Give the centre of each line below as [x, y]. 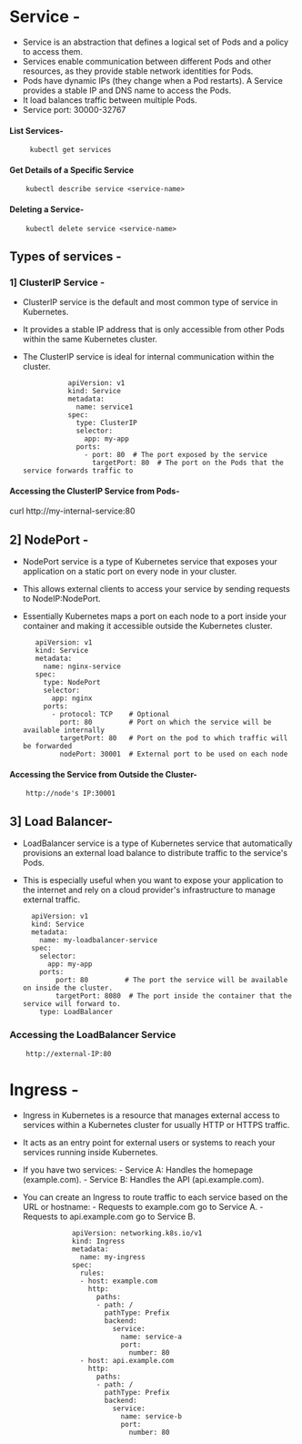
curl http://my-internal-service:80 [72, 511]
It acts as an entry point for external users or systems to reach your [149, 1142]
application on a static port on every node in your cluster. [130, 572]
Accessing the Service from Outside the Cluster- [103, 774]
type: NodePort [72, 683]
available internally [63, 730]
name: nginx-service [82, 666]
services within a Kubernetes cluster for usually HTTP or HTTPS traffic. [156, 1124]
